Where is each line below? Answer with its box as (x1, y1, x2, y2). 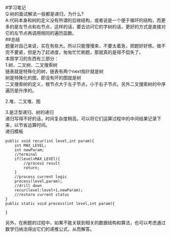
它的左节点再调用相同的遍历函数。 (5, 30, 77, 36)
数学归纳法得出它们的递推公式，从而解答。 (5, 226, 95, 232)
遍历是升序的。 (5, 87, 37, 93)
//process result (23, 161, 60, 166)
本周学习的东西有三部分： (5, 56, 59, 61)
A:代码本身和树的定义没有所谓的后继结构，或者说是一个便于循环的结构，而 (5, 17, 161, 23)
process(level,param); (14, 179, 63, 184)
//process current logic (14, 174, 67, 179)
